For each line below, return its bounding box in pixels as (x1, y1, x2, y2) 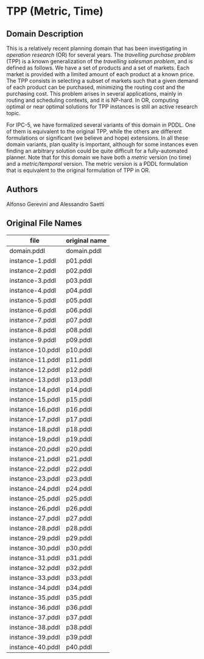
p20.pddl (66, 444, 93, 453)
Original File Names (6, 218, 82, 229)
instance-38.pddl (9, 623, 60, 632)
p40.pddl (66, 643, 93, 651)
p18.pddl (66, 425, 93, 433)
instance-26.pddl (9, 504, 60, 513)
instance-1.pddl (9, 256, 57, 265)
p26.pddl (66, 504, 93, 513)
